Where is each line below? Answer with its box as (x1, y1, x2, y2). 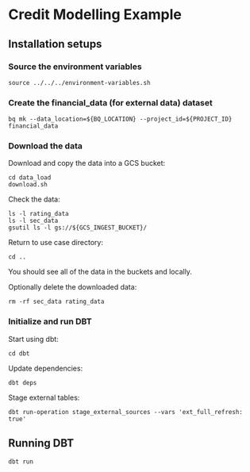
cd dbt (8, 349, 30, 358)
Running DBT (8, 436, 74, 450)
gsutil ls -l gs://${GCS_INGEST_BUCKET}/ (8, 224, 148, 232)
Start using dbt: (8, 334, 60, 343)
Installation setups (8, 37, 102, 51)
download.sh (8, 181, 48, 189)
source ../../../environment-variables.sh (8, 79, 151, 86)
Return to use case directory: (8, 238, 103, 248)
